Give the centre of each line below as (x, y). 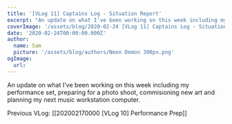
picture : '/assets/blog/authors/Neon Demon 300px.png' (94, 53)
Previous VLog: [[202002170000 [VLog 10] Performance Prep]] (97, 113)
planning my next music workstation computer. (74, 99)
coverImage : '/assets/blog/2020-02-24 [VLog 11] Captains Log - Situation (117, 26)
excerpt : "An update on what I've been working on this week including (112, 20)
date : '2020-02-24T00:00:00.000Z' (57, 33)
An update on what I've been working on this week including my (98, 85)
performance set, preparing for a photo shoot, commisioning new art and (111, 92)
